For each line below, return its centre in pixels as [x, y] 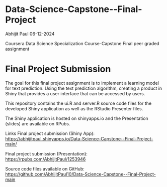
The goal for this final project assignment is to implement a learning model [82, 83]
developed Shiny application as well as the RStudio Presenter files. [74, 108]
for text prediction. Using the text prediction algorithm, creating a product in [84, 88]
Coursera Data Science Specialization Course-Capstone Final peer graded [82, 43]
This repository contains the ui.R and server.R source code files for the [78, 103]
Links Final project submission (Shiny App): [50, 133]
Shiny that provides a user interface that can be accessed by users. [75, 93]
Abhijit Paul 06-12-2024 [30, 34]
